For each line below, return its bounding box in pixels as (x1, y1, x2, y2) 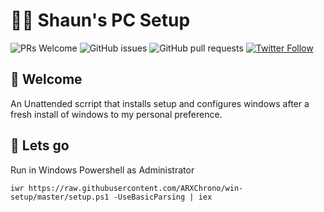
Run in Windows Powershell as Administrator (10, 164, 195, 176)
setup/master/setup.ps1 (10, 192, 110, 202)
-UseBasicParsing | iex (113, 192, 213, 202)
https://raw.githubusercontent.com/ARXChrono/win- (28, 183, 244, 193)
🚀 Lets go (10, 137, 70, 154)
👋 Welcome (10, 71, 83, 88)
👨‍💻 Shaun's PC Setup (10, 9, 191, 32)
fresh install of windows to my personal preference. (10, 108, 223, 120)
